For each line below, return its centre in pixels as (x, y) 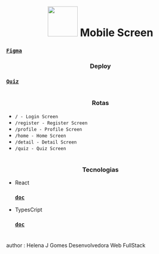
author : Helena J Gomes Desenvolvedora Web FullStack (76, 246)
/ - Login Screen (36, 116)
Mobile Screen (117, 33)
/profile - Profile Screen (48, 129)
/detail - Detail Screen (46, 142)
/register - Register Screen (51, 123)
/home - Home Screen (40, 136)
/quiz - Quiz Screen (40, 148)
